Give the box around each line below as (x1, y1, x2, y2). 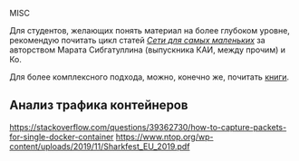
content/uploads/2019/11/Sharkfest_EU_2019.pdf (9, 140, 190, 152)
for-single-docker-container (9, 131, 114, 142)
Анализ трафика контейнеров (9, 98, 188, 113)
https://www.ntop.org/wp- (115, 131, 214, 142)
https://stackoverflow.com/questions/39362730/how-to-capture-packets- (9, 121, 287, 132)
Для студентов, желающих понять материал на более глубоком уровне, (9, 25, 290, 35)
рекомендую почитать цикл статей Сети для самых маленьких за (9, 35, 265, 45)
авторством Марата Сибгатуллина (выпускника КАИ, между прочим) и (9, 44, 285, 55)
